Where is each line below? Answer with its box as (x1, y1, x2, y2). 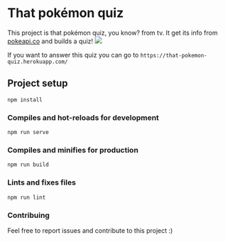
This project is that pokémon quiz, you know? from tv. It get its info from (7, 28, 218, 37)
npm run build (7, 161, 50, 168)
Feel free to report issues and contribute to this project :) (7, 226, 173, 235)
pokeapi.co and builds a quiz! (7, 37, 94, 45)
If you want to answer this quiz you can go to (7, 50, 139, 59)
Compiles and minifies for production (7, 145, 138, 155)
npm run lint (7, 194, 46, 201)
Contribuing (7, 210, 50, 220)
